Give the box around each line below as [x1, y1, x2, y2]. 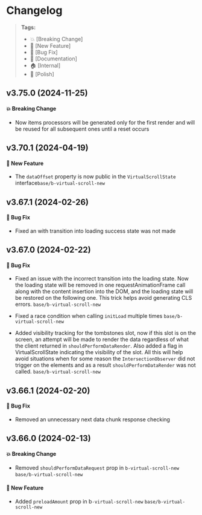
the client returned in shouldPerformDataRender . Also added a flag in [14, 342, 183, 349]
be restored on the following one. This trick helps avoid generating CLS [14, 294, 192, 302]
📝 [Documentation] [30, 55, 77, 62]
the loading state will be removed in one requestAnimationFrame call [14, 282, 186, 289]
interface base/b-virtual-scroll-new [14, 180, 106, 187]
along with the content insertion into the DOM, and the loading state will [14, 288, 194, 295]
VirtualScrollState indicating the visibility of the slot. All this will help [14, 349, 183, 356]
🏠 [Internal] [30, 62, 61, 69]
